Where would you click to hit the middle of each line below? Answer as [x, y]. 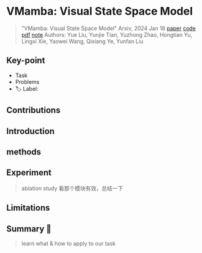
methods [24, 152]
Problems [27, 81]
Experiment [29, 173]
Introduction [31, 131]
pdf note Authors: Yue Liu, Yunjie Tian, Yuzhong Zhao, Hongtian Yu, [107, 34]
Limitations [28, 208]
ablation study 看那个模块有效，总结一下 [72, 188]
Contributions [33, 111]
